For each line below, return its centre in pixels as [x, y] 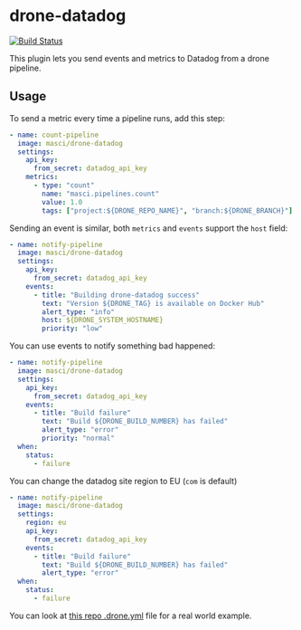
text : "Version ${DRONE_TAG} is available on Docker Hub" [153, 303]
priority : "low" [72, 329]
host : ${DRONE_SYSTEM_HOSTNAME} [103, 320]
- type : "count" [64, 186]
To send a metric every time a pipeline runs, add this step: [118, 118]
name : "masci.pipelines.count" [101, 194]
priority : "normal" [79, 438]
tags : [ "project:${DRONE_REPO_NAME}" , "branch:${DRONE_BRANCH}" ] [168, 210]
